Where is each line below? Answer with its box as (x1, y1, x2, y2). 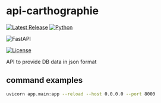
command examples (6, 75, 83, 85)
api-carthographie (6, 4, 99, 18)
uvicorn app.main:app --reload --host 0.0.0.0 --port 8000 (6, 91, 156, 97)
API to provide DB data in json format (6, 58, 97, 65)
